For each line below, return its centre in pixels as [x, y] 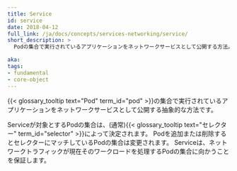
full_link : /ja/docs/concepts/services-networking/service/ [98, 34]
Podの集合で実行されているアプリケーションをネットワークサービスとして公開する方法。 [123, 47]
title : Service [30, 14]
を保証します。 [29, 160]
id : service [25, 21]
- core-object [28, 79]
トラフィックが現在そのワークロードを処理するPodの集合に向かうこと [128, 151]
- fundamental [28, 73]
